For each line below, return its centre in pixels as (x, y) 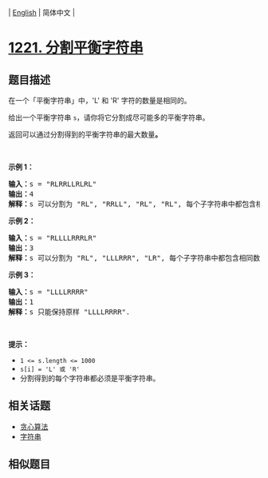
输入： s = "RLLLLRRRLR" (53, 238)
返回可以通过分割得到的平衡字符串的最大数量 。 (85, 134)
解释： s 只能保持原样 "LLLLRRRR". (69, 312)
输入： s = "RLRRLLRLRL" (53, 184)
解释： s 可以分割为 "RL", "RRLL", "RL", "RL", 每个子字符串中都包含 (132, 204)
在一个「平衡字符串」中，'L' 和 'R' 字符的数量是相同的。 (100, 100)
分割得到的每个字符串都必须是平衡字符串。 (90, 378)
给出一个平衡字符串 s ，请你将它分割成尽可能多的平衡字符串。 (109, 118)
